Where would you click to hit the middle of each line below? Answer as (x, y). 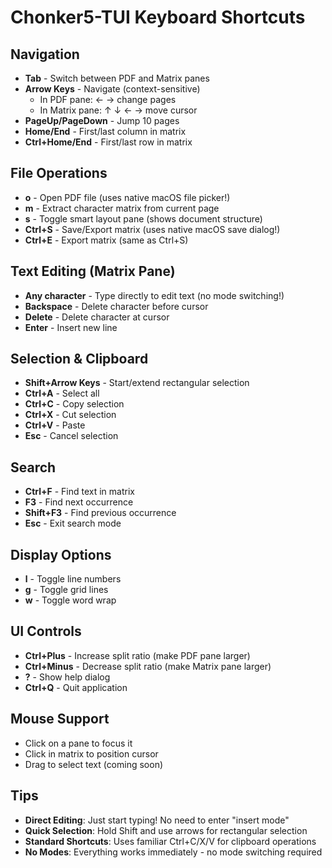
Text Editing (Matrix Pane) (93, 271)
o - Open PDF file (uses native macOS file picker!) (127, 197)
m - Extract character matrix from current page (122, 208)
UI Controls (46, 631)
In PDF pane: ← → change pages (108, 99)
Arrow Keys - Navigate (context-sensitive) (112, 89)
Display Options (61, 554)
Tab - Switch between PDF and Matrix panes (117, 78)
